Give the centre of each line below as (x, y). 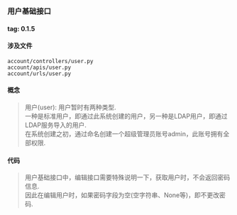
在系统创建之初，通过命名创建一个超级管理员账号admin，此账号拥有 (124, 133)
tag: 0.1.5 (21, 28)
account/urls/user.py (39, 73)
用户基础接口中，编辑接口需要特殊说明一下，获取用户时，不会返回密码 (127, 177)
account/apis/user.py (39, 67)
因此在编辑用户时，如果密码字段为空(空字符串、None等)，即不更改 (122, 195)
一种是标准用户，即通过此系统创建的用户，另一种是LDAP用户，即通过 (126, 116)
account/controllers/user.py (50, 61)
